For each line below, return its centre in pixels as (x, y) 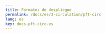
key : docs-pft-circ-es (29, 24)
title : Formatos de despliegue (38, 10)
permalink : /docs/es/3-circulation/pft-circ (53, 14)
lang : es (15, 19)
